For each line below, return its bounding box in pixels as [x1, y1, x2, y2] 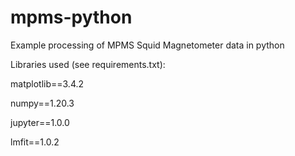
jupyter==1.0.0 [10, 116, 70, 128]
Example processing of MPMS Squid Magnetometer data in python [10, 39, 285, 51]
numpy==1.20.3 [10, 97, 75, 109]
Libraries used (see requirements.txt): [10, 58, 166, 70]
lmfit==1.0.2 [10, 136, 60, 148]
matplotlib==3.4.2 [10, 77, 85, 90]
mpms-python [10, 6, 133, 29]
